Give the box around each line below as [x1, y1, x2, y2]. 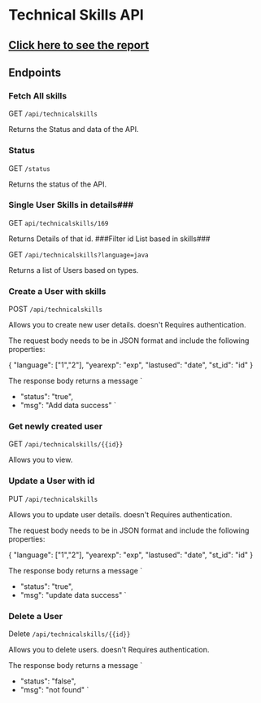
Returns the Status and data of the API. [8, 125, 139, 134]
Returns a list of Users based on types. [8, 265, 139, 275]
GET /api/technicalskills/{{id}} [8, 439, 124, 449]
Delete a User [8, 610, 63, 622]
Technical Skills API [8, 6, 144, 24]
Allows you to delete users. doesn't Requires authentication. [8, 645, 210, 655]
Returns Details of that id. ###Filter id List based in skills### [8, 234, 211, 244]
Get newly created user [8, 421, 103, 433]
